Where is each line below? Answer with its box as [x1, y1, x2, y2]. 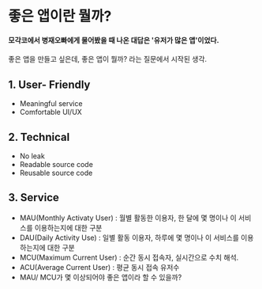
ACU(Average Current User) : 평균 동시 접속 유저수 [19, 262, 180, 272]
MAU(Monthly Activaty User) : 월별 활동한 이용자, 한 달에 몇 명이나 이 [19, 213, 237, 222]
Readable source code [19, 160, 93, 169]
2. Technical [8, 130, 70, 143]
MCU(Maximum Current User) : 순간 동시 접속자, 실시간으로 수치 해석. [19, 253, 239, 262]
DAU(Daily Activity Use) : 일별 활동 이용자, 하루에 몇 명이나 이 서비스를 [19, 233, 239, 242]
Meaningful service [19, 99, 83, 108]
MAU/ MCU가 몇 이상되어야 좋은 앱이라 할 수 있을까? [19, 272, 182, 282]
